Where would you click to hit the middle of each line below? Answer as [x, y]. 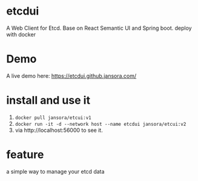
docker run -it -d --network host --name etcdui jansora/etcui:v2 [101, 124]
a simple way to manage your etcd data [55, 171]
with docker [21, 34]
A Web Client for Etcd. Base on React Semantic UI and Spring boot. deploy [99, 28]
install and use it [48, 101]
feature [25, 155]
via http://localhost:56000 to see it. [59, 130]
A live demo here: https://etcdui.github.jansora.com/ [71, 76]
